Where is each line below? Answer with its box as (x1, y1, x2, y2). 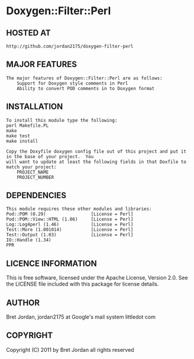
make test (6, 133, 31, 139)
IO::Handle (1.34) (6, 237, 51, 243)
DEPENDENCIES (6, 191, 67, 201)
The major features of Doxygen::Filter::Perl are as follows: (6, 75, 163, 81)
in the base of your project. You (6, 153, 94, 159)
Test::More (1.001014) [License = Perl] (6, 227, 134, 233)
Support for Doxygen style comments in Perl (17, 80, 128, 86)
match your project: (6, 164, 57, 170)
